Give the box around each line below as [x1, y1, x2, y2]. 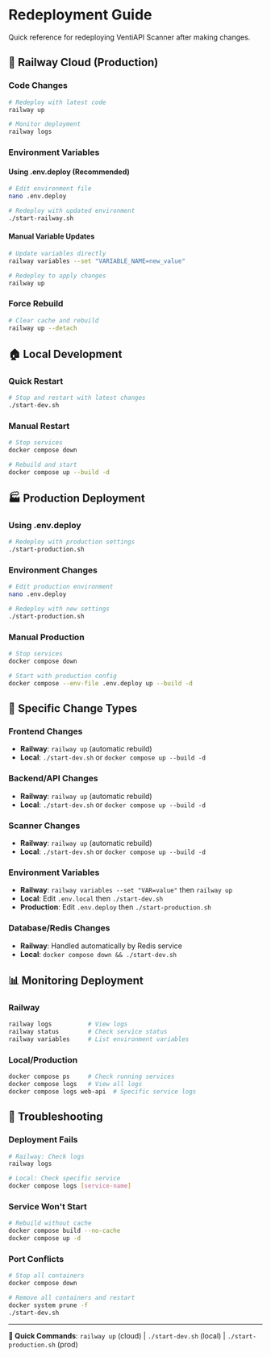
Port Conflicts [8, 1253, 65, 1264]
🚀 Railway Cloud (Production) [8, 56, 159, 69]
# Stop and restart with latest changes [8, 393, 147, 402]
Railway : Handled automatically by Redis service [19, 941, 183, 951]
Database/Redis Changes [8, 922, 110, 934]
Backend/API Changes [8, 772, 98, 784]
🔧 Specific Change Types [8, 701, 138, 715]
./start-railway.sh [8, 214, 74, 223]
